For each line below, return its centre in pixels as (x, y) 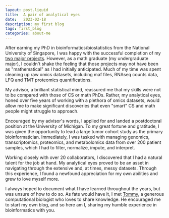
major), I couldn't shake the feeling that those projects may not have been (82, 64)
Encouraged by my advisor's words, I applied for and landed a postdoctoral (83, 121)
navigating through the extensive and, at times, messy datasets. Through (81, 168)
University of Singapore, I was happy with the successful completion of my (83, 53)
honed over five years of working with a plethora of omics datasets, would (82, 100)
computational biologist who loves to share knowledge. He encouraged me (83, 199)
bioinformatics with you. (30, 210)
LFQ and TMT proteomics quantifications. (48, 80)
